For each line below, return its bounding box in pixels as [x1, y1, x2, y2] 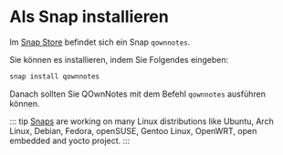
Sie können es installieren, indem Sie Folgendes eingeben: [9, 54, 229, 65]
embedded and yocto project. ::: [9, 135, 131, 146]
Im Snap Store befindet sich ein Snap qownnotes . [9, 36, 191, 47]
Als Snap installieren [9, 6, 169, 27]
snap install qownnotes [9, 71, 100, 81]
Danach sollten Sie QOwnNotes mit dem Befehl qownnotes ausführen [9, 88, 267, 99]
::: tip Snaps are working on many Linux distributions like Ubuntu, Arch [9, 116, 274, 127]
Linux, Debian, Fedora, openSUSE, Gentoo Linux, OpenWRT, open [9, 125, 257, 136]
